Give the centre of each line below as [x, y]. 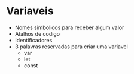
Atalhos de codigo [37, 33]
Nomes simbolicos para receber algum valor [69, 27]
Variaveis [30, 11]
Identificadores [33, 40]
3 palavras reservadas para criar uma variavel [71, 47]
